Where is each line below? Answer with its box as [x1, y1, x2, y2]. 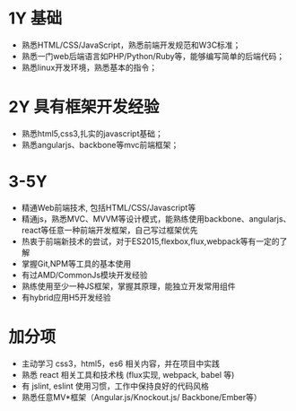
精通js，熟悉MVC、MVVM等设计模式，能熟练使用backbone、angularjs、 [21, 213, 292, 224]
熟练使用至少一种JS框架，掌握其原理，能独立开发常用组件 [21, 280, 236, 292]
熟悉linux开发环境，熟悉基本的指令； [21, 62, 158, 73]
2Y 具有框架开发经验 [8, 97, 160, 118]
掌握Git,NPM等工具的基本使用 [21, 258, 132, 269]
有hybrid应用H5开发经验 [21, 292, 111, 302]
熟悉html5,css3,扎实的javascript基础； [21, 127, 163, 139]
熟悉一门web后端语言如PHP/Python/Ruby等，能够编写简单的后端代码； [21, 50, 285, 61]
